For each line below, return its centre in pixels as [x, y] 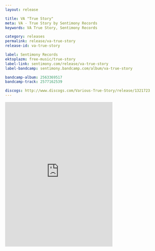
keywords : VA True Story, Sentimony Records [51, 28]
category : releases [25, 37]
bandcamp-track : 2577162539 [34, 82]
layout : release [22, 10]
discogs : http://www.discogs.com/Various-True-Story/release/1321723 [78, 91]
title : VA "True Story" [29, 18]
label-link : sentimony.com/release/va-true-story [57, 64]
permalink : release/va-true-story [40, 41]
